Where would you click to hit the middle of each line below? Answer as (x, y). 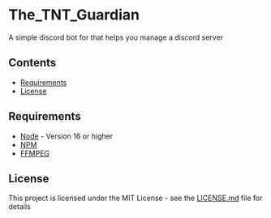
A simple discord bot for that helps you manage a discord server (116, 37)
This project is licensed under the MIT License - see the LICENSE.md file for (135, 198)
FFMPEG (35, 153)
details (19, 207)
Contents (32, 63)
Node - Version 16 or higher (67, 136)
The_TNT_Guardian (74, 15)
